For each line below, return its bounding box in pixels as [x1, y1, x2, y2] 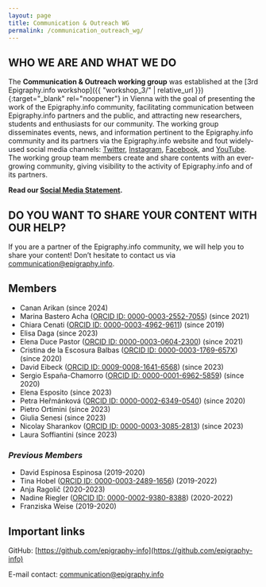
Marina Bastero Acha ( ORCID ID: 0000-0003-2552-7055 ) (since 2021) [19, 311, 250, 321]
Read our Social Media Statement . [8, 185, 123, 195]
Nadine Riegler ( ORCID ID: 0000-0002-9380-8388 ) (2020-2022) [19, 493, 233, 503]
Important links [8, 524, 86, 538]
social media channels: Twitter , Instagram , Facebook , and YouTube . [26, 145, 248, 154]
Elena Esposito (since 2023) [19, 387, 113, 397]
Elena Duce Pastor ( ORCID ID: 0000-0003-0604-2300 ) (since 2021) [19, 336, 244, 346]
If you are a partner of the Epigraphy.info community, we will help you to [8, 242, 245, 251]
